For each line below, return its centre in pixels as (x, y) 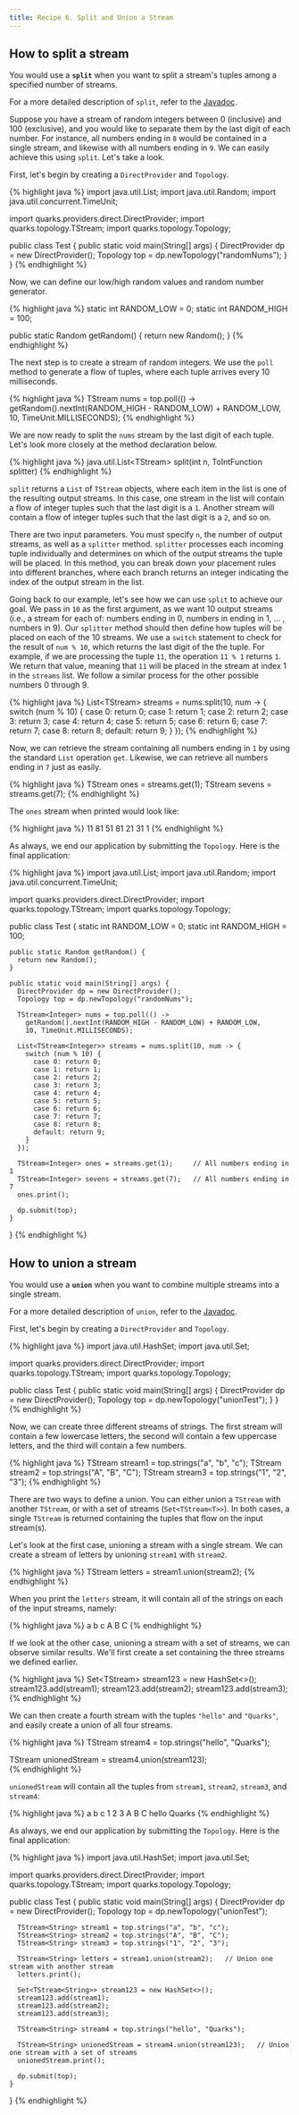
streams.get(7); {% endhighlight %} (75, 794)
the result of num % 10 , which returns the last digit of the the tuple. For (137, 647)
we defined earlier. (44, 1662)
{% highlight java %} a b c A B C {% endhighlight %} (106, 1626)
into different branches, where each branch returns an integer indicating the (149, 572)
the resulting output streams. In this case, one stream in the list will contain (147, 498)
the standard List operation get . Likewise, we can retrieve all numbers (139, 757)
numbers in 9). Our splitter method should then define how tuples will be (146, 628)
